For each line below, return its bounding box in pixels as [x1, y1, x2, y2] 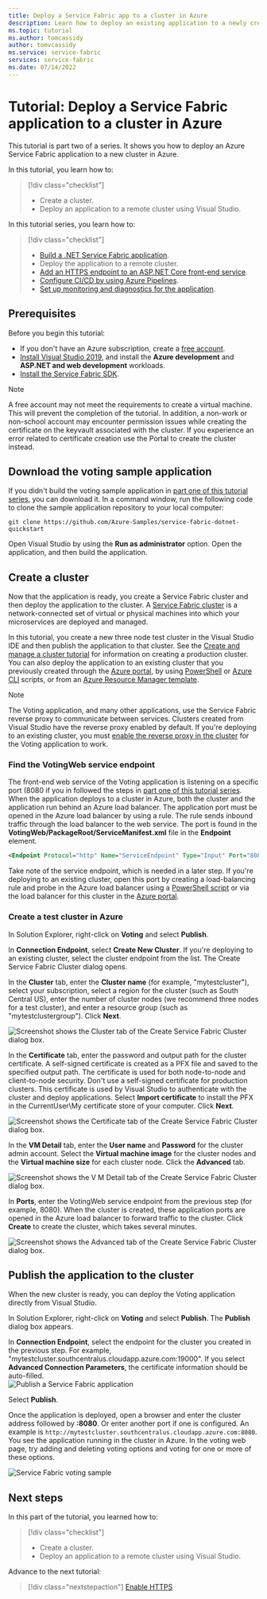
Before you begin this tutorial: [8, 328, 106, 338]
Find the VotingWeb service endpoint [8, 759, 156, 770]
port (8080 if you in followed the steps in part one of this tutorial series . [8, 786, 242, 795]
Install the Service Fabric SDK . [19, 369, 120, 378]
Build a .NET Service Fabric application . [39, 250, 169, 259]
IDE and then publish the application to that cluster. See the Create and [8, 641, 241, 650]
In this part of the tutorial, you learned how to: [8, 1512, 159, 1522]
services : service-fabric [8, 56, 94, 64]
